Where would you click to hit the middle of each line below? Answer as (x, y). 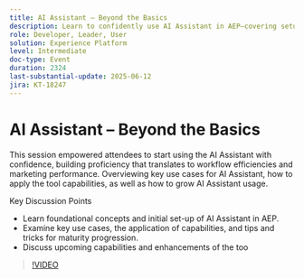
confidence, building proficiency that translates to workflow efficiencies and (151, 164)
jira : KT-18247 (38, 85)
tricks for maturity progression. (80, 237)
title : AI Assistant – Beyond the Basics (89, 18)
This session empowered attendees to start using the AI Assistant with (141, 154)
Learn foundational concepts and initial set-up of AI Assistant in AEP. (151, 218)
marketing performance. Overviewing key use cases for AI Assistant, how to (151, 173)
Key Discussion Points (51, 200)
